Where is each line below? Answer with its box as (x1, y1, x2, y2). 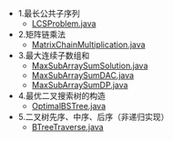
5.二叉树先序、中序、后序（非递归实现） (17, 112, 169, 122)
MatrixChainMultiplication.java (31, 39, 146, 50)
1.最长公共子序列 (17, 8, 80, 18)
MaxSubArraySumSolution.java (31, 60, 148, 71)
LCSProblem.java (31, 18, 97, 29)
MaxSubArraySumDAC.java (31, 70, 135, 80)
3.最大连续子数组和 (17, 50, 90, 61)
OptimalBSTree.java (31, 101, 107, 111)
